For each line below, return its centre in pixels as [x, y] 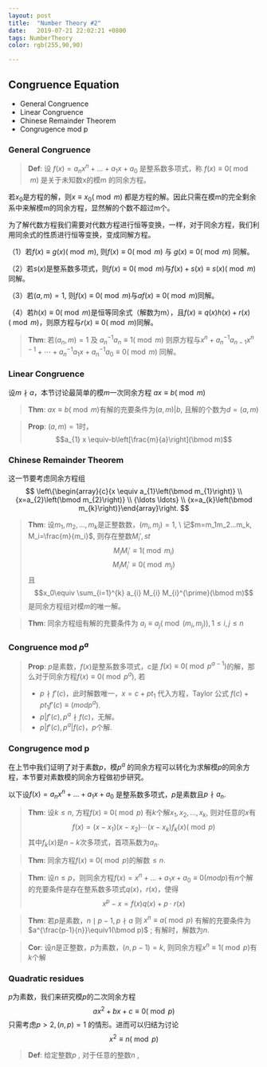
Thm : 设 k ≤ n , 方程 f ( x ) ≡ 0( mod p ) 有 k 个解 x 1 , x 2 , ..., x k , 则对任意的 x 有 [142, 814]
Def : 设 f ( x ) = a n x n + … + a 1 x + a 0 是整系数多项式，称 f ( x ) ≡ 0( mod [138, 169]
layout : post [30, 16]
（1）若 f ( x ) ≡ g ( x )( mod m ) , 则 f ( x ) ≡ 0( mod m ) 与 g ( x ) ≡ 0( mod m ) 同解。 [131, 252]
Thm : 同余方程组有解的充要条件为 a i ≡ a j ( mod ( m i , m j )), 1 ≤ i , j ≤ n [136, 624]
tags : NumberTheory [41, 38]
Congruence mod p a [49, 647]
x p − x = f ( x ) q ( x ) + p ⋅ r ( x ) [144, 903]
